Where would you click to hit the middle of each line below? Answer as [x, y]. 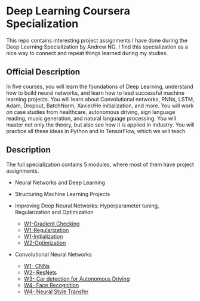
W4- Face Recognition [51, 285]
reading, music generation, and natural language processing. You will [91, 118]
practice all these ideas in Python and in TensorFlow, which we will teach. [96, 131]
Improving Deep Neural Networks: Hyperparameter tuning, [87, 206]
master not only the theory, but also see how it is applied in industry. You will [100, 125]
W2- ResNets [40, 272]
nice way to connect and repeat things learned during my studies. [87, 53]
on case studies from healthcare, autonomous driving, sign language [91, 112]
